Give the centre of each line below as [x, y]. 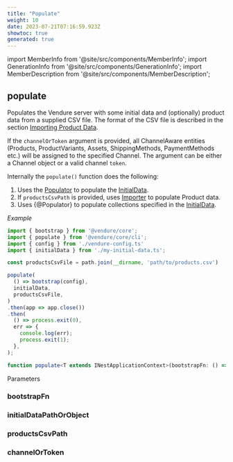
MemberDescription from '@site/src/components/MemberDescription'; [109, 74]
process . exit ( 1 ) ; [45, 340]
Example [20, 218]
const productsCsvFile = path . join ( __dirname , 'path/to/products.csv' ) [113, 263]
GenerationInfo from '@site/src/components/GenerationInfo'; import [105, 67]
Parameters [24, 379]
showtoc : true [28, 33]
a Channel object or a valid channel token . [67, 163]
